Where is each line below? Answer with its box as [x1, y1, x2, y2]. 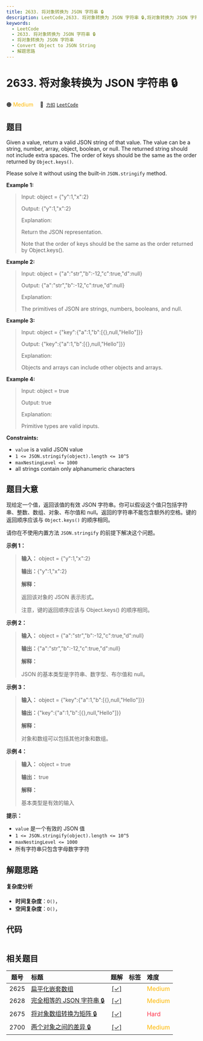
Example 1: [6, 181, 34, 188]
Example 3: [6, 317, 35, 324]
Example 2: [6, 258, 35, 265]
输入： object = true [21, 761, 71, 768]
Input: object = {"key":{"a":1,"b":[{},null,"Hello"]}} [21, 328, 143, 336]
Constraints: [6, 434, 39, 441]
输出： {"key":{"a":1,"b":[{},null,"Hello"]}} [21, 709, 121, 717]
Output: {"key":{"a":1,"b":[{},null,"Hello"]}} [21, 340, 126, 347]
